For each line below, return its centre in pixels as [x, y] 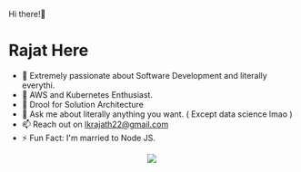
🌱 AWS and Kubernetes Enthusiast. [87, 94]
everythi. [38, 85]
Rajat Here [49, 51]
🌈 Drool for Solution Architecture [83, 104]
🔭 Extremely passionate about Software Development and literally [144, 75]
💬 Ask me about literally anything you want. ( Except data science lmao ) [157, 114]
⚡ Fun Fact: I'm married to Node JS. [89, 138]
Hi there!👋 [27, 14]
